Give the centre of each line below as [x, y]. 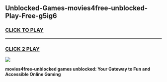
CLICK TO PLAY [24, 30]
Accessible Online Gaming [33, 74]
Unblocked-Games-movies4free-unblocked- [77, 8]
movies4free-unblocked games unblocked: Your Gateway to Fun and [78, 69]
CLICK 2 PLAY [22, 49]
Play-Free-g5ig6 [31, 16]
